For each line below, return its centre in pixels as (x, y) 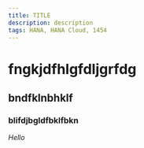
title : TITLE (30, 15)
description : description (50, 23)
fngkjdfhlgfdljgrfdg (72, 69)
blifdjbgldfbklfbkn (43, 120)
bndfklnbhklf (41, 98)
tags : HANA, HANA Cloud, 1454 (58, 30)
